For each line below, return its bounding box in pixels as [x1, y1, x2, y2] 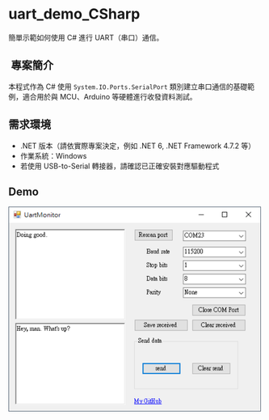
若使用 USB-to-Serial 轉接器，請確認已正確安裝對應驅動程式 [19, 161, 220, 171]
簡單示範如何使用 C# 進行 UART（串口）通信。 [8, 32, 164, 42]
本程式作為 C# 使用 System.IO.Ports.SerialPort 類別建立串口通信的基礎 [8, 82, 248, 91]
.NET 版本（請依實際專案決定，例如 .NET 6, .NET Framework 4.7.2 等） [19, 141, 256, 151]
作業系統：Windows [19, 151, 87, 160]
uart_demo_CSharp [8, 5, 141, 23]
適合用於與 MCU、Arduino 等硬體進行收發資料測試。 [22, 91, 197, 101]
